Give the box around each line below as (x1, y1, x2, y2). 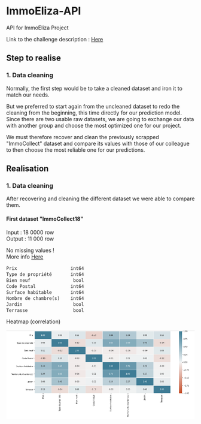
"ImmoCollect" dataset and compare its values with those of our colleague (6, 140, 190, 147)
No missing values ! (6, 246, 55, 254)
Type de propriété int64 (6, 271, 84, 277)
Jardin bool (6, 301, 84, 307)
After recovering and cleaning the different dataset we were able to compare (6, 195, 195, 202)
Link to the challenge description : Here (6, 35, 103, 43)
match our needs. (6, 91, 50, 98)
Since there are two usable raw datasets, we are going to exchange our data (6, 115, 194, 122)
